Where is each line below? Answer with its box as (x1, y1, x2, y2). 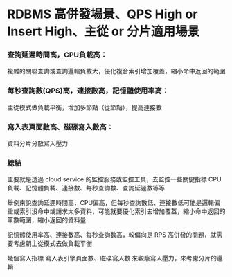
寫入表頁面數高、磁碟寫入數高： (7, 122, 114, 132)
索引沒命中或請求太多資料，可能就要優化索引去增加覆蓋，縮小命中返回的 (19, 207, 226, 215)
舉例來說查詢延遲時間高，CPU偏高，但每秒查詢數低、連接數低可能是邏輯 (7, 199, 215, 207)
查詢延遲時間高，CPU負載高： (7, 50, 107, 60)
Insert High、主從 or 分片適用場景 (7, 24, 199, 39)
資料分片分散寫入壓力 (7, 139, 68, 148)
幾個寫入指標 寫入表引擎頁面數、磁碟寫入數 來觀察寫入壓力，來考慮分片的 (7, 254, 217, 262)
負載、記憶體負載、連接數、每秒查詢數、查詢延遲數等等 (7, 184, 165, 193)
